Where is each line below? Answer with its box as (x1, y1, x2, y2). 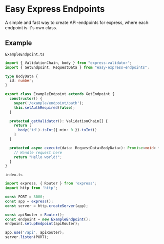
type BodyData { (5, 74, 38, 79)
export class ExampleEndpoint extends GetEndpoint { (5, 92, 115, 97)
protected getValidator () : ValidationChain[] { (9, 119, 108, 123)
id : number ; (9, 78, 34, 83)
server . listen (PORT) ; (5, 235, 49, 240)
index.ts (5, 172, 23, 178)
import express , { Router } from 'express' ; (5, 181, 97, 186)
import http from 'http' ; (5, 185, 58, 191)
